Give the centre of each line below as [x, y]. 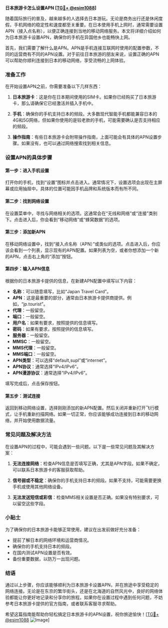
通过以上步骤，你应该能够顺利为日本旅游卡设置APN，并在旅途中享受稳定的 [82, 585]
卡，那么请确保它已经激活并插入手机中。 [54, 103]
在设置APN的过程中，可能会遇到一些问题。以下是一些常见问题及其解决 [78, 446]
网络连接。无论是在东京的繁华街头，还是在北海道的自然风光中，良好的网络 [82, 591]
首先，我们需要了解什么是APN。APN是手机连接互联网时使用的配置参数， [80, 48]
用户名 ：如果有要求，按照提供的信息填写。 [56, 323]
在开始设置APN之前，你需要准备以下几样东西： [54, 87]
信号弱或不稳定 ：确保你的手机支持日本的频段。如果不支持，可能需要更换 [87, 480]
